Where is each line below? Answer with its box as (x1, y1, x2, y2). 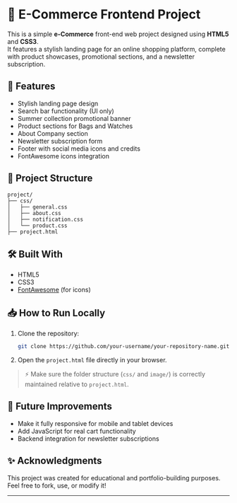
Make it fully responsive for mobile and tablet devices (17, 419, 174, 427)
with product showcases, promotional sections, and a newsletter (7, 52, 195, 61)
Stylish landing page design (17, 99, 99, 108)
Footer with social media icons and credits (17, 144, 141, 153)
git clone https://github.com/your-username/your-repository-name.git (17, 343, 230, 350)
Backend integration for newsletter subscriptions (17, 434, 160, 443)
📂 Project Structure (7, 173, 93, 185)
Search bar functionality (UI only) (17, 106, 114, 115)
